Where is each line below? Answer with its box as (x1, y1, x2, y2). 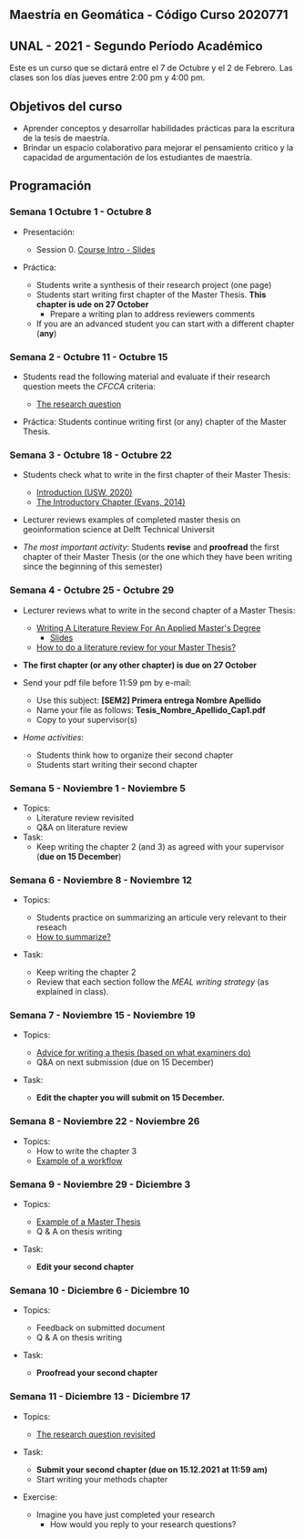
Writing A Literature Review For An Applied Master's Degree (35, 622, 261, 633)
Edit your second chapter (35, 1262, 135, 1273)
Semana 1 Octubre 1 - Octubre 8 (9, 205, 152, 218)
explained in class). (35, 986, 109, 997)
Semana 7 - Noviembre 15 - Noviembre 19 (9, 1009, 196, 1022)
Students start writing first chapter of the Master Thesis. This (35, 289, 267, 300)
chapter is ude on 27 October (35, 298, 149, 309)
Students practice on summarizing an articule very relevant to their (35, 912, 287, 924)
